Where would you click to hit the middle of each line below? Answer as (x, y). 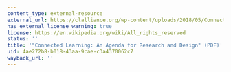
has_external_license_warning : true (59, 26)
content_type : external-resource (55, 13)
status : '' (23, 39)
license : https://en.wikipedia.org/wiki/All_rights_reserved (97, 33)
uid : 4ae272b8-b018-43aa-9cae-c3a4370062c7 (70, 52)
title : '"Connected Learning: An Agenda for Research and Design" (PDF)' (115, 45)
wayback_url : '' (30, 58)
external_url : (27, 20)
